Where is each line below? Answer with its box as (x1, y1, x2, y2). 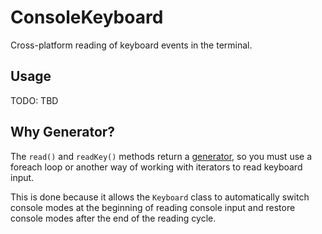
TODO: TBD (10, 94, 59, 106)
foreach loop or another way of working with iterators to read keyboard (10, 161, 303, 173)
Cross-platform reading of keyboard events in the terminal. (10, 39, 253, 51)
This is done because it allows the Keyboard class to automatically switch (10, 191, 310, 203)
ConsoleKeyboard (10, 6, 164, 29)
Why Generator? (10, 124, 116, 141)
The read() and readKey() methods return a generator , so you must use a (10, 150, 313, 162)
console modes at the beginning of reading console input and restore (10, 201, 296, 213)
